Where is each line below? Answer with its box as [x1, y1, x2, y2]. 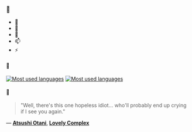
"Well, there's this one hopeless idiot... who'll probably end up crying [20, 101, 187, 109]
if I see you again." [20, 108, 66, 115]
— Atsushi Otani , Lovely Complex [6, 119, 90, 126]
